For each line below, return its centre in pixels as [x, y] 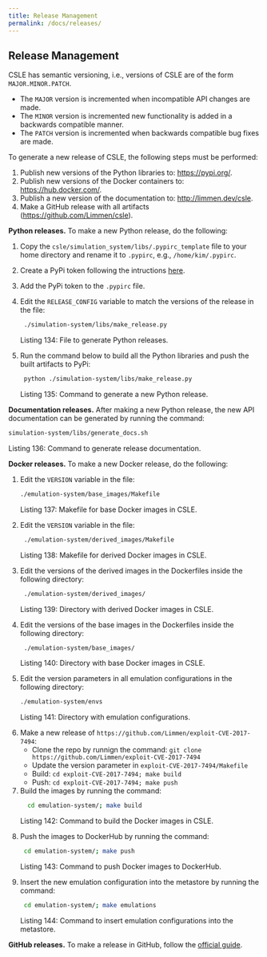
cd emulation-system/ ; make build [85, 806]
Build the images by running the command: [91, 791]
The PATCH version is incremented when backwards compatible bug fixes [139, 133]
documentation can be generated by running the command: [107, 419]
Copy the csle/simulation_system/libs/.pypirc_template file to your [133, 246]
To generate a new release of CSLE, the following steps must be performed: [133, 157]
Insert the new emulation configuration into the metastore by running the [139, 882]
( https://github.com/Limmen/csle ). [76, 215]
